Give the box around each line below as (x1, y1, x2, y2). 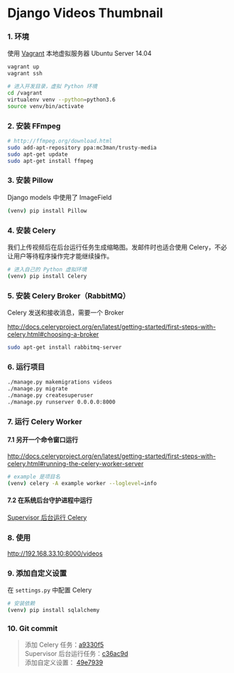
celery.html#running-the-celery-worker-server (7, 459, 144, 467)
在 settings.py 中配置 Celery (7, 585, 92, 595)
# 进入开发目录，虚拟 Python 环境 (7, 83, 98, 90)
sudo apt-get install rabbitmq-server (7, 344, 122, 351)
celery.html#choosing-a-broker (7, 330, 99, 339)
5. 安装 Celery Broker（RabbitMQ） (7, 290, 130, 300)
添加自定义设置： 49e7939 (24, 658, 104, 667)
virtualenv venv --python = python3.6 (7, 96, 116, 103)
